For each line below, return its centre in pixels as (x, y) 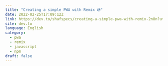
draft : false (19, 56)
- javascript (23, 47)
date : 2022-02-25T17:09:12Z (34, 14)
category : (15, 33)
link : (11, 19)
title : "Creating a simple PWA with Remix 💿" (54, 10)
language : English (24, 28)
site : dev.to (19, 24)
